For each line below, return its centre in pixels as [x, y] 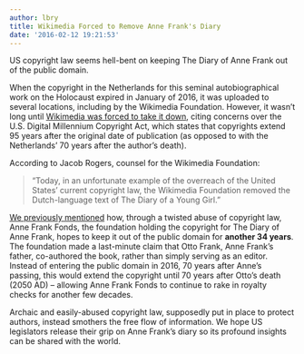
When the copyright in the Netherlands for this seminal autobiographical [144, 88]
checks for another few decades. [71, 295]
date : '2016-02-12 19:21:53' [64, 34]
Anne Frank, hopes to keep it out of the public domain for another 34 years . [152, 237]
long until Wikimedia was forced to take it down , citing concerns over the [146, 117]
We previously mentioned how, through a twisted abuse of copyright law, [146, 218]
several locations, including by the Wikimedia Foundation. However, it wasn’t [152, 107]
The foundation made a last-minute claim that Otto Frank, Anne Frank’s [142, 247]
